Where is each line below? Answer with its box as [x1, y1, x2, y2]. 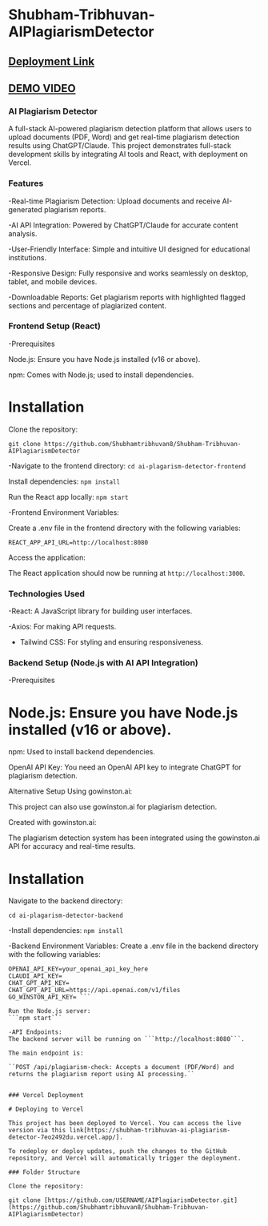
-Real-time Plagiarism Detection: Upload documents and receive [8, 196, 221, 206]
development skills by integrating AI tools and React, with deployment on [8, 150, 248, 159]
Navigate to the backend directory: [8, 896, 123, 906]
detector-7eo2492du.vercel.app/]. [8, 1133, 124, 1142]
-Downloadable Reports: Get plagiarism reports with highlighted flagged [8, 292, 246, 302]
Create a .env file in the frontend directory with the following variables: [8, 523, 242, 533]
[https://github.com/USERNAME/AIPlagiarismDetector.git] [43, 1196, 238, 1204]
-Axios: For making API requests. [8, 622, 117, 632]
